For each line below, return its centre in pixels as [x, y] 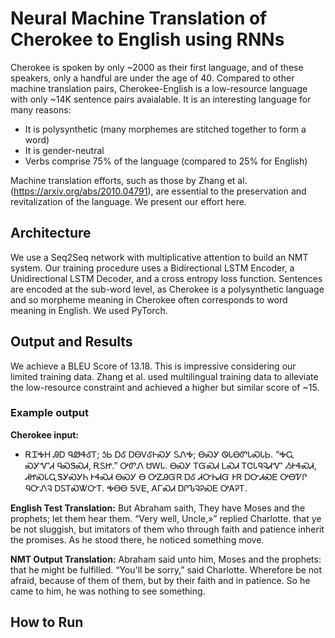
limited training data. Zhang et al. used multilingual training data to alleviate [164, 376]
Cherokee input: [45, 434]
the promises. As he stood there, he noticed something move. [137, 539]
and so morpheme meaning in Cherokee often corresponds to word [149, 299]
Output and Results [71, 342]
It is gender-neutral [64, 150]
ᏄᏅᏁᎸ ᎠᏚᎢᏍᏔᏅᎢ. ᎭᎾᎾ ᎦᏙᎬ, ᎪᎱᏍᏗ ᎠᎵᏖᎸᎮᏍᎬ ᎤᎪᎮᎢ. [136, 488]
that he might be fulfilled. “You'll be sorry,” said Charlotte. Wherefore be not [166, 569]
